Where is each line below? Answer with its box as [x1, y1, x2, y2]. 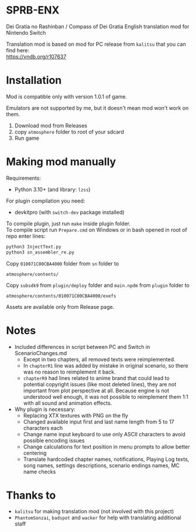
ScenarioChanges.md [14, 349, 67, 356]
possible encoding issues [23, 437, 85, 444]
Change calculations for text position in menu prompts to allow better [23, 443, 190, 450]
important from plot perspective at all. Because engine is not [23, 387, 170, 394]
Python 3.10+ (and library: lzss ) [14, 186, 91, 193]
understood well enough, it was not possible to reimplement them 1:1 [23, 393, 188, 400]
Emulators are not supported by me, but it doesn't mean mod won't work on [6, 104, 189, 112]
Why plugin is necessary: [14, 406, 76, 413]
